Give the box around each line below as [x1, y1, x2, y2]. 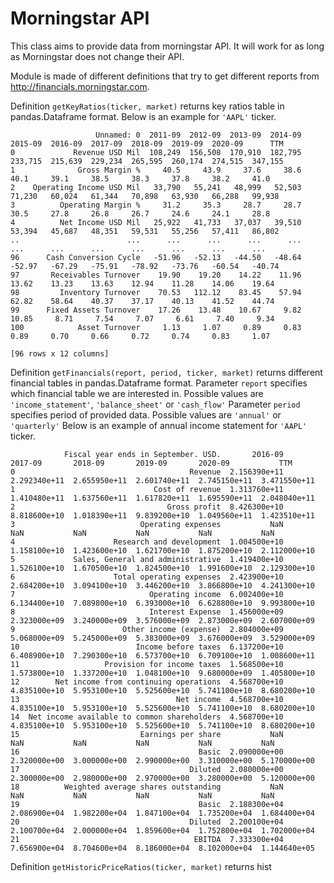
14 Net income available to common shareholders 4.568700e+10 [10, 712, 284, 722]
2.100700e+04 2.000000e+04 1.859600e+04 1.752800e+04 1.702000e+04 [10, 825, 315, 836]
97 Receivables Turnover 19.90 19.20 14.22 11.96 [10, 270, 302, 280]
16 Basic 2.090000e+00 [10, 747, 284, 757]
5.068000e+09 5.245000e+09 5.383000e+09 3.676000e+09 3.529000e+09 [10, 633, 315, 643]
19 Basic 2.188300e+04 [10, 799, 284, 809]
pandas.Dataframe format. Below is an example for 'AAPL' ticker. [10, 110, 277, 122]
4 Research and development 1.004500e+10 [10, 537, 284, 547]
